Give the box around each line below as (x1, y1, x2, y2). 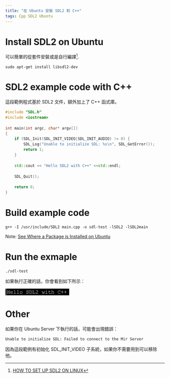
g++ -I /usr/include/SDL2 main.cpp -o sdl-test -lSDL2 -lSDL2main (5, 224, 148, 230)
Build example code (5, 207, 90, 218)
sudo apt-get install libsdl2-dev (5, 65, 78, 70)
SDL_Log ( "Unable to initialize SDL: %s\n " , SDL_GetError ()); (23, 142, 155, 147)
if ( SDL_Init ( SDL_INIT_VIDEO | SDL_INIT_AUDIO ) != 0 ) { (14, 136, 130, 142)
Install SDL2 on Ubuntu (5, 36, 104, 48)
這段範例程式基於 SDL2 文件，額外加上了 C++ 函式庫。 (5, 99, 120, 105)
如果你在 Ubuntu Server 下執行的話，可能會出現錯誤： (5, 326, 118, 332)
